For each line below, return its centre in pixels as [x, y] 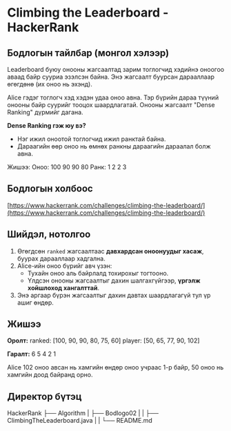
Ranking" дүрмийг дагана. [46, 112]
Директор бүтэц [44, 396]
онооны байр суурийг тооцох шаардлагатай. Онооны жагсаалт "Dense [111, 105]
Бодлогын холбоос [50, 189]
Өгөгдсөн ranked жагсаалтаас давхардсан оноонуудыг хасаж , [110, 251]
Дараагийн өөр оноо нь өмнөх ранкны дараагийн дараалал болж [114, 146]
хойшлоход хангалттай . [63, 287]
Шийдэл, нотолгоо [49, 234]
